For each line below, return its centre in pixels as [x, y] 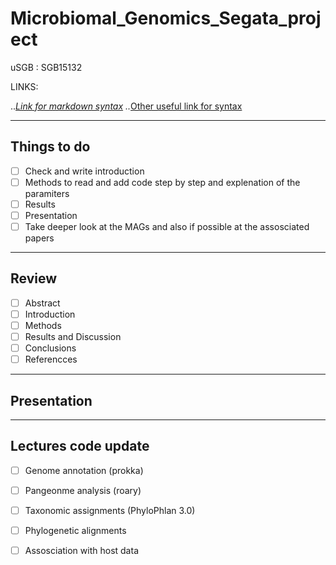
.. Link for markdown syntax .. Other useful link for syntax [126, 106]
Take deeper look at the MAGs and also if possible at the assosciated [167, 226]
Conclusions [50, 348]
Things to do [50, 147]
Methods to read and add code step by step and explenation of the [162, 182]
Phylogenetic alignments [75, 531]
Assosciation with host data [81, 551]
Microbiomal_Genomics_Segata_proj [166, 18]
